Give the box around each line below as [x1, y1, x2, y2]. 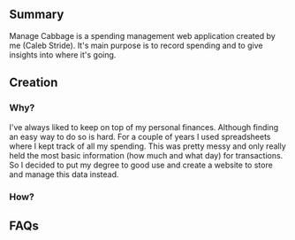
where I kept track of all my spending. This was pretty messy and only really [9, 141, 287, 151]
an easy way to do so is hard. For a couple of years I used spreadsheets [9, 131, 271, 142]
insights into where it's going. [9, 49, 117, 60]
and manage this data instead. [9, 168, 119, 180]
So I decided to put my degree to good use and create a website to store [9, 159, 274, 170]
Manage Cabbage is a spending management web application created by [9, 30, 276, 41]
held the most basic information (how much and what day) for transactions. [9, 150, 284, 160]
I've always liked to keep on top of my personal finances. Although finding [9, 121, 279, 132]
